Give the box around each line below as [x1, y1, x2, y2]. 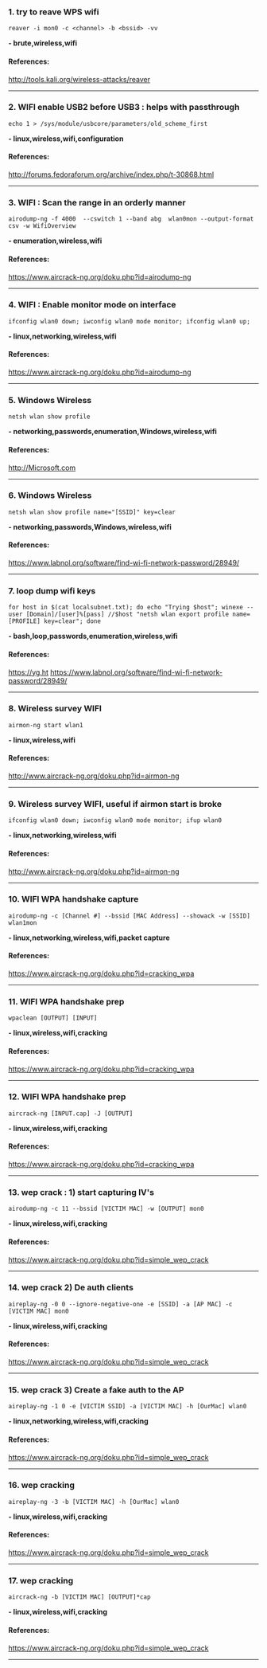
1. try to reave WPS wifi [8, 6, 99, 18]
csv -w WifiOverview [8, 222, 77, 230]
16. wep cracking [8, 1480, 75, 1491]
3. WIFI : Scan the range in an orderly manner [8, 197, 186, 208]
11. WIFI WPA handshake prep [8, 996, 125, 1007]
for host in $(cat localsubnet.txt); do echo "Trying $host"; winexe [8, 604, 244, 612]
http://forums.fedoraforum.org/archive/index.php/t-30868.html [8, 170, 215, 179]
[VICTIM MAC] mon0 [8, 1307, 69, 1315]
